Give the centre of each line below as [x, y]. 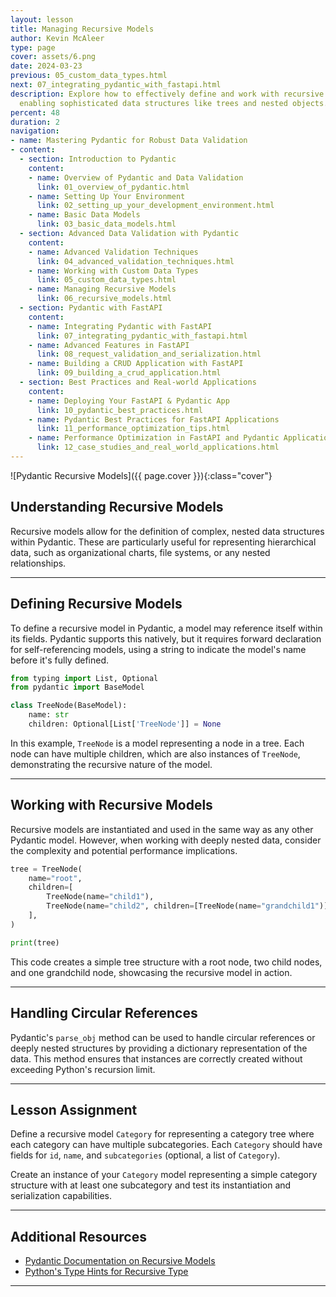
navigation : [35, 131]
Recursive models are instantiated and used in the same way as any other [162, 829]
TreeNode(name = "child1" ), [100, 897]
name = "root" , [55, 878]
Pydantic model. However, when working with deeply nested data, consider [166, 840]
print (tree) [35, 942]
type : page [33, 47]
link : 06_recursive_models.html [104, 299]
